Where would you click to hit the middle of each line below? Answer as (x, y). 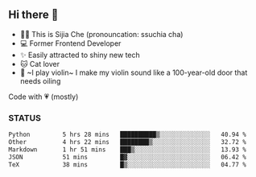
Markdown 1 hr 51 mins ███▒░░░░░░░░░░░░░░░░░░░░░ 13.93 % (128, 150)
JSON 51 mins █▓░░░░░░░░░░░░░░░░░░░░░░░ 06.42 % (128, 157)
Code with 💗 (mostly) (43, 97)
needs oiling (40, 80)
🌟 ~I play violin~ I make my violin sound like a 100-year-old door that (134, 72)
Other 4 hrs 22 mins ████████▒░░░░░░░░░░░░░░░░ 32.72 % (128, 142)
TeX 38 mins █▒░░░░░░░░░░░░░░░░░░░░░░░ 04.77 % (128, 165)
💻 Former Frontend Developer (70, 43)
